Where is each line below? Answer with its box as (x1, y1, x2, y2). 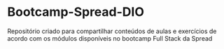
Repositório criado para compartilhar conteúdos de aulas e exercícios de (7, 27, 217, 35)
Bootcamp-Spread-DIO (7, 4, 145, 20)
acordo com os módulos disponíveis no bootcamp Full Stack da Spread (7, 34, 213, 42)
